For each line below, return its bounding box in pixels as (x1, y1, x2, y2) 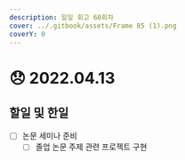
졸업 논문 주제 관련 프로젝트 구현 (35, 141, 148, 152)
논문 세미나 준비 (21, 131, 77, 141)
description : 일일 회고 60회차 (9, 12, 114, 22)
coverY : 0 (9, 29, 46, 38)
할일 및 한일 (9, 105, 69, 120)
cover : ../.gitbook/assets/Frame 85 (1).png (9, 21, 177, 30)
